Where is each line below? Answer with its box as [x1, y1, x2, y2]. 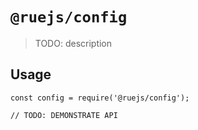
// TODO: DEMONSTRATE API [10, 110, 118, 120]
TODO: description [34, 37, 113, 49]
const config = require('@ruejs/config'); [10, 93, 190, 103]
